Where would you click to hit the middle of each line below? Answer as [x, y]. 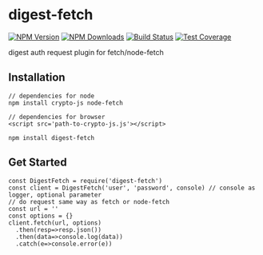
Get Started [38, 163]
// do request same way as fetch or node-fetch [89, 201]
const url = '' [34, 209]
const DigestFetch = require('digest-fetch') [85, 181]
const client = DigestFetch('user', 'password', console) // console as [132, 188]
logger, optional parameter [55, 195]
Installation [37, 78]
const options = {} [41, 216]
